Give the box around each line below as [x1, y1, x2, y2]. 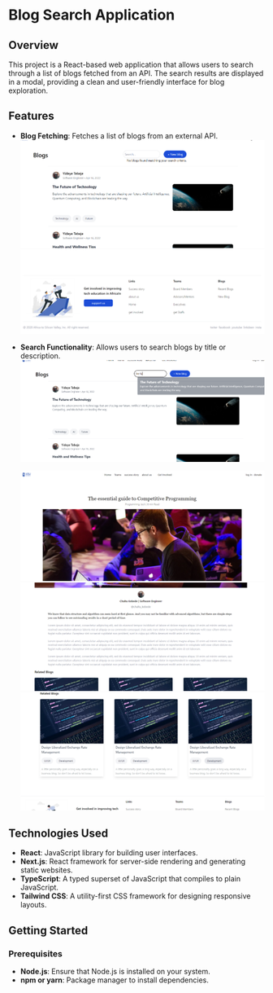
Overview [8, 38, 59, 52]
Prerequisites [8, 947, 63, 959]
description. [19, 351, 61, 361]
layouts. [19, 900, 47, 910]
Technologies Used [8, 826, 108, 840]
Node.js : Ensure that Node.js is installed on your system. [19, 967, 211, 977]
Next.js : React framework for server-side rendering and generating [19, 857, 246, 867]
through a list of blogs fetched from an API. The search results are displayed [8, 68, 264, 78]
